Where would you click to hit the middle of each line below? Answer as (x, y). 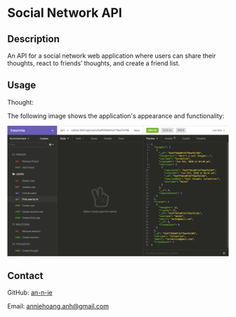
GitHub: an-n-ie (30, 292)
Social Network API (65, 13)
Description (33, 39)
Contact (25, 276)
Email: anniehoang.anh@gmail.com (58, 306)
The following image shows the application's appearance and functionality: (116, 116)
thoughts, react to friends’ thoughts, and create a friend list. (94, 63)
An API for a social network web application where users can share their (112, 56)
